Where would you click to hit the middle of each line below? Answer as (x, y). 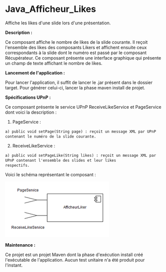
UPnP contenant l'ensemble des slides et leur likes (61, 160)
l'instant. (14, 265)
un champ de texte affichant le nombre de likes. (54, 63)
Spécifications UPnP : (28, 97)
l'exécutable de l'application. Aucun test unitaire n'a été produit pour (75, 260)
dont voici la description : (31, 112)
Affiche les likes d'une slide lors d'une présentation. (58, 23)
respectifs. (17, 165)
